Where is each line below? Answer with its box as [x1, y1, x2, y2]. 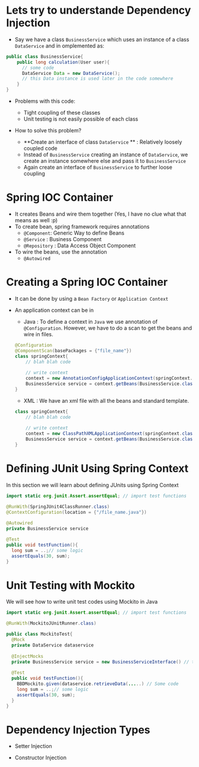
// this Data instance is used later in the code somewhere [21, 75, 174, 82]
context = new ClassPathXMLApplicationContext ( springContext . [25, 431, 182, 437]
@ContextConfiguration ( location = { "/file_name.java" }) [6, 509, 147, 515]
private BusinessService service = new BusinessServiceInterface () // [11, 659, 190, 665]
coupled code [23, 145, 58, 152]
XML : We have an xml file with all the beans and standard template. [23, 397, 190, 404]
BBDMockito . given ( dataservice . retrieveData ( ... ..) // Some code [17, 681, 179, 687]
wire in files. [23, 330, 53, 337]
